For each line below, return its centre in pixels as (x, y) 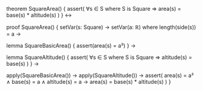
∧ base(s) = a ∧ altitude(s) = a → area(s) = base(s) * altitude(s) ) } (89, 82)
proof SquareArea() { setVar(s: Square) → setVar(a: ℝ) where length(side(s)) (101, 27)
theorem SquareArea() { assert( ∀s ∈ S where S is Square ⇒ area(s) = (94, 9)
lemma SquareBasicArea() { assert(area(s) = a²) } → (71, 45)
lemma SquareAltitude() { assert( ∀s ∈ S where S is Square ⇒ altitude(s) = (99, 57)
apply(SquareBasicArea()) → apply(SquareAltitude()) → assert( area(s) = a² (100, 75)
